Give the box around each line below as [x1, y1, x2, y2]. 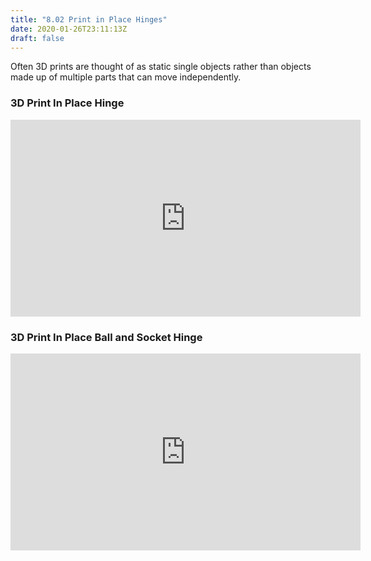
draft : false [10, 33, 65, 43]
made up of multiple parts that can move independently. [10, 71, 242, 83]
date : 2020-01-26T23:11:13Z [10, 24, 128, 34]
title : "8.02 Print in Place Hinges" [10, 14, 168, 25]
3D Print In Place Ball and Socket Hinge [10, 330, 203, 344]
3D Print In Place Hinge [10, 96, 125, 110]
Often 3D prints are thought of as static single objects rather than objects [10, 61, 312, 73]
